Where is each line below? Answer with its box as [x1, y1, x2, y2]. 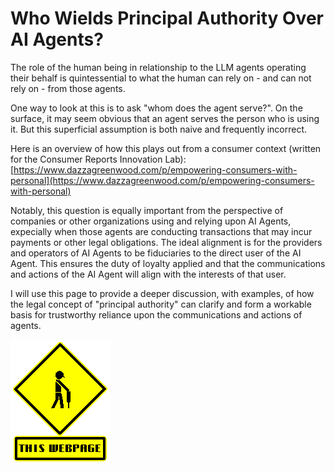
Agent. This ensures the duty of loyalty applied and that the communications [10, 257, 326, 269]
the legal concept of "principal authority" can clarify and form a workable [10, 298, 312, 310]
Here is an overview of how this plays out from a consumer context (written [10, 142, 322, 154]
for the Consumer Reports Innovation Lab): [10, 153, 187, 165]
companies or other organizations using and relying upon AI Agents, [10, 215, 292, 227]
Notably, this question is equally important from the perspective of [10, 204, 284, 216]
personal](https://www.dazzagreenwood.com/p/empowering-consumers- [10, 174, 315, 186]
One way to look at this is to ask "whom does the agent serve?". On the [10, 102, 303, 114]
